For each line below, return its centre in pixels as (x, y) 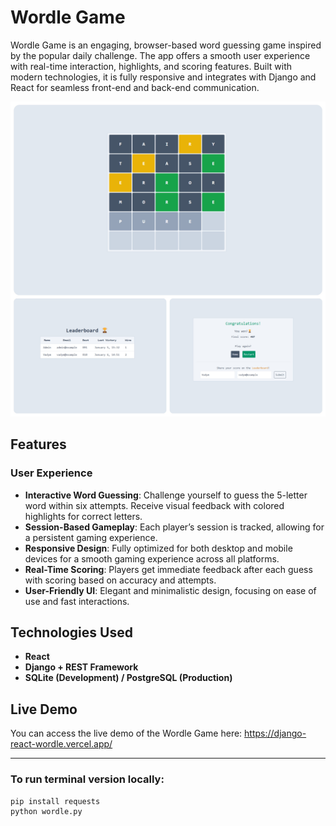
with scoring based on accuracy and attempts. (120, 580)
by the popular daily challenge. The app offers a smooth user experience (160, 55)
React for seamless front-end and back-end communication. (135, 87)
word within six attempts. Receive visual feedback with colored (154, 505)
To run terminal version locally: (87, 779)
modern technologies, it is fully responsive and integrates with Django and (163, 77)
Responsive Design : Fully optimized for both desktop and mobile (158, 548)
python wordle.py (46, 811)
